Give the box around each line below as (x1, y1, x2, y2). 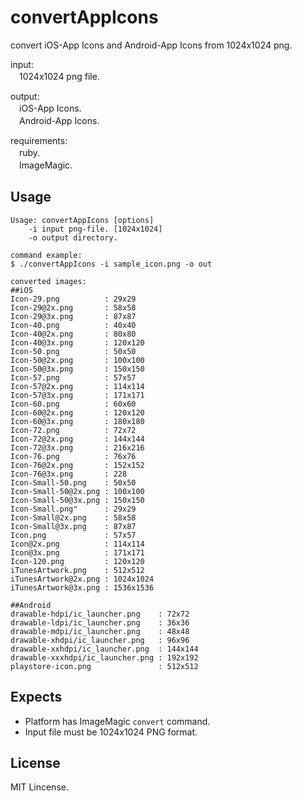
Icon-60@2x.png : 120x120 (10, 407, 145, 418)
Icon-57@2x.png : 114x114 (10, 381, 145, 391)
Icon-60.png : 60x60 (10, 399, 137, 409)
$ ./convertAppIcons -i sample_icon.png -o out (10, 259, 213, 269)
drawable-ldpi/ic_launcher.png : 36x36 (10, 617, 190, 628)
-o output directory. (28, 232, 118, 243)
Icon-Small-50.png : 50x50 (10, 477, 137, 488)
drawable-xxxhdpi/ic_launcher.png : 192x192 (10, 652, 199, 663)
